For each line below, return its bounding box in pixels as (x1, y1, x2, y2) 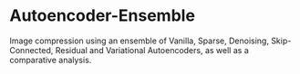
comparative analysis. (9, 54, 92, 65)
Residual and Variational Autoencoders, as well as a (55, 44, 249, 55)
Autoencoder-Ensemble (9, 5, 196, 26)
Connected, (9, 44, 54, 55)
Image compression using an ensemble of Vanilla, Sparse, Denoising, (9, 35, 269, 46)
